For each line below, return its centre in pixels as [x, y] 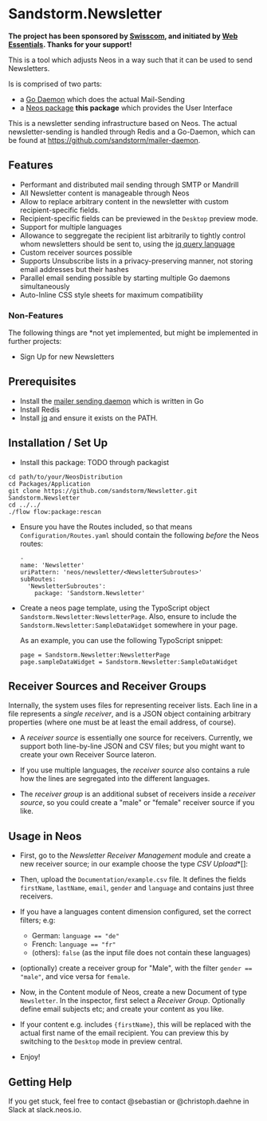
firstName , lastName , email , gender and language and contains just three [137, 888]
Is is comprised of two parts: [55, 84]
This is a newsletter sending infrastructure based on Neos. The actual [123, 123]
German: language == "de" [75, 936]
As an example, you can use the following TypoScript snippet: [121, 640]
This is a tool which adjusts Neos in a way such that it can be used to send [130, 60]
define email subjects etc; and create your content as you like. [122, 1009]
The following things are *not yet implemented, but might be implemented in [133, 333]
